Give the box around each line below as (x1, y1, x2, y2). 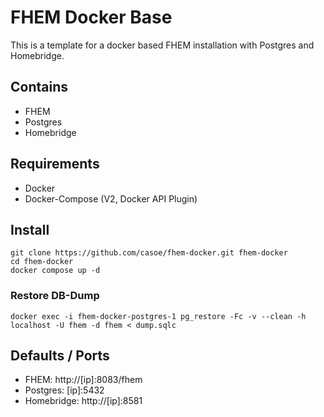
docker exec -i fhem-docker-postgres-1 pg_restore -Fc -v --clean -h (10, 311, 307, 321)
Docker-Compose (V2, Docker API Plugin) (24, 192, 198, 205)
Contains (10, 79, 68, 96)
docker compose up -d (10, 266, 101, 276)
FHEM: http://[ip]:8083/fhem (24, 374, 143, 386)
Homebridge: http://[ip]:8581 (24, 395, 143, 407)
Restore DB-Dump (10, 289, 100, 303)
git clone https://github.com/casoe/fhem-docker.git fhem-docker (10, 248, 288, 258)
